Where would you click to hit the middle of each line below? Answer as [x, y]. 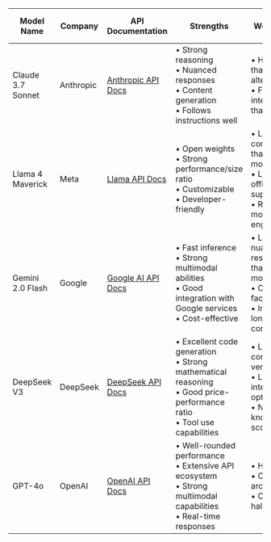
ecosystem [196, 476]
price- [217, 392]
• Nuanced [196, 70]
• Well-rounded [206, 445]
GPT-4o [28, 486]
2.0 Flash [30, 288]
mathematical [201, 372]
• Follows [193, 110]
